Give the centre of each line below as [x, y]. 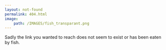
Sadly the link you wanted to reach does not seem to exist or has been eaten [83, 37]
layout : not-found [24, 10]
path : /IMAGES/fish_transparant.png [52, 23]
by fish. [12, 43]
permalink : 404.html [26, 14]
